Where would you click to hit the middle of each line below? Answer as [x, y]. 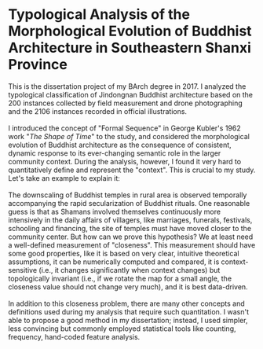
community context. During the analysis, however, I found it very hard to [125, 161]
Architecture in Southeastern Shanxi [130, 48]
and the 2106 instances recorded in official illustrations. [97, 111]
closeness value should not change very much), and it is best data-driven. [128, 287]
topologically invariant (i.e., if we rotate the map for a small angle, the [120, 278]
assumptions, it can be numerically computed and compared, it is [114, 262]
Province [38, 65]
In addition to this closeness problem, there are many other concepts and [126, 303]
